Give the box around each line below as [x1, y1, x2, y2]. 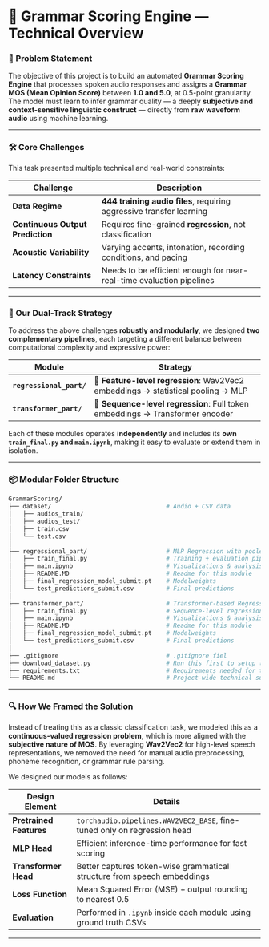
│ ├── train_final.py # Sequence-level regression [8, 607, 263, 615]
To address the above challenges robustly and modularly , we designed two [8, 326, 260, 335]
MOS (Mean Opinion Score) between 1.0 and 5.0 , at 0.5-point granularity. [8, 88, 252, 98]
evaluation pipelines [139, 274, 215, 285]
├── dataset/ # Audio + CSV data [8, 503, 231, 511]
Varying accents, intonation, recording [101, 241, 246, 253]
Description [156, 182, 203, 193]
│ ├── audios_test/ [8, 517, 81, 525]
